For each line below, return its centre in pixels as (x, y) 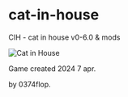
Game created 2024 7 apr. (52, 68)
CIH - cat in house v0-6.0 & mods (64, 37)
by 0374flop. (30, 84)
